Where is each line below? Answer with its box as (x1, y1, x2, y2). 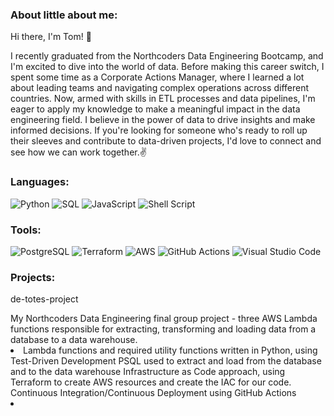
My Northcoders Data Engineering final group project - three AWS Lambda (10, 313, 318, 325)
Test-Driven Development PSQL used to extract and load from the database (10, 355, 322, 367)
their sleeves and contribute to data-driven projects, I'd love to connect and (10, 135, 322, 147)
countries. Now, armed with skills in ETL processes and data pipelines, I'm (10, 93, 316, 105)
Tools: (10, 223, 42, 237)
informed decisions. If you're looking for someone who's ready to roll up (10, 124, 308, 137)
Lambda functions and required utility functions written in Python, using (23, 344, 318, 357)
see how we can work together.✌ (10, 146, 147, 158)
